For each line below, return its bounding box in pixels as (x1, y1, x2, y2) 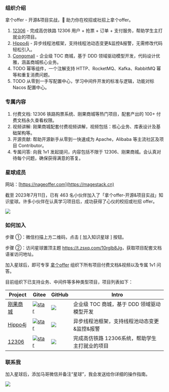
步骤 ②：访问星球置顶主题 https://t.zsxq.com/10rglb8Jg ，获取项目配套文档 (5, 245, 162, 251)
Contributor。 (18, 142, 47, 149)
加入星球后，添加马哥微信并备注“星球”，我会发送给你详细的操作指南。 (5, 371, 150, 377)
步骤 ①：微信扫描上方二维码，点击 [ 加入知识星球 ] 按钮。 (5, 234, 127, 240)
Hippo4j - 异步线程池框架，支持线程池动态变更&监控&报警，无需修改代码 (12, 40, 162, 46)
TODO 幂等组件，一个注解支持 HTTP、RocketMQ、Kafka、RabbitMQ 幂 (12, 66, 161, 72)
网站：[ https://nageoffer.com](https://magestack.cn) (5, 181, 115, 187)
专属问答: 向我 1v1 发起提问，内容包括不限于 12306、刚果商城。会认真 (12, 149, 157, 155)
